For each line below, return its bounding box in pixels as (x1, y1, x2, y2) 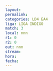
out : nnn (5, 44, 23, 49)
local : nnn (5, 30, 28, 35)
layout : (5, 7, 21, 12)
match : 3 (5, 26, 23, 31)
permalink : (5, 12, 28, 17)
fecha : (5, 58, 19, 63)
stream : (5, 49, 21, 54)
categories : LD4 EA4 (5, 16, 48, 21)
